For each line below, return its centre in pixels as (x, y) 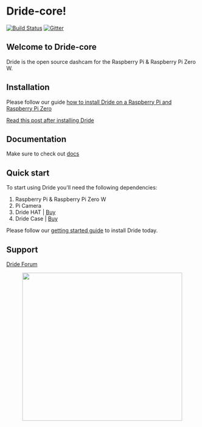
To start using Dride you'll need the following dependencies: (82, 188)
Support (22, 249)
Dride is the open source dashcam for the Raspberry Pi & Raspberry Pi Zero (101, 61)
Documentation (37, 139)
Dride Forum (22, 264)
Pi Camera (28, 206)
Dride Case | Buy (36, 219)
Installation (28, 87)
